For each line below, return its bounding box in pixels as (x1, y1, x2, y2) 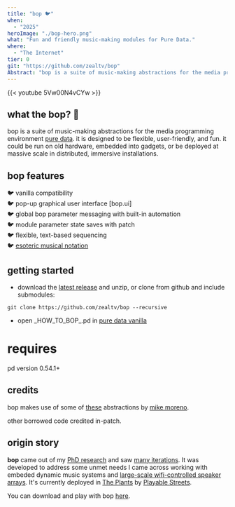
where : (7, 43, 27, 50)
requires (7, 341, 57, 357)
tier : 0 (7, 56, 30, 63)
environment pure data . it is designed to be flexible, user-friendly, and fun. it (7, 135, 227, 143)
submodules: (17, 290, 55, 299)
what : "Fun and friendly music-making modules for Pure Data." (7, 36, 196, 43)
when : (7, 17, 23, 24)
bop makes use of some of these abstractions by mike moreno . (7, 403, 190, 411)
